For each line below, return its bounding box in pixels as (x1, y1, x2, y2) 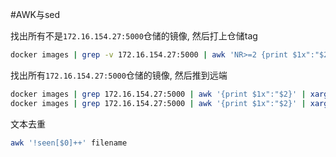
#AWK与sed (10, 9, 61, 20)
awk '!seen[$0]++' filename (10, 138, 128, 148)
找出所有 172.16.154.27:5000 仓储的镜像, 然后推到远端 (10, 69, 228, 81)
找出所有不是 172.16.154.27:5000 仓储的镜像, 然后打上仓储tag (10, 30, 258, 42)
